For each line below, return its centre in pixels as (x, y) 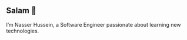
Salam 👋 (21, 11)
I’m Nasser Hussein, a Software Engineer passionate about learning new (93, 24)
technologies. (23, 31)
